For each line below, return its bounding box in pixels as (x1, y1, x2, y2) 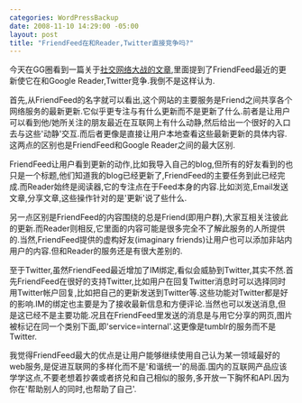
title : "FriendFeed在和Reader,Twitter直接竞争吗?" (9, 38, 194, 48)
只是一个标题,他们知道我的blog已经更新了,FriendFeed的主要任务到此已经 (9, 170, 278, 181)
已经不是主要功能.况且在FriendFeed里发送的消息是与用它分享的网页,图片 (24, 310, 293, 321)
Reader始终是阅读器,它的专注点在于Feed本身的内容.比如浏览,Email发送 (27, 181, 289, 192)
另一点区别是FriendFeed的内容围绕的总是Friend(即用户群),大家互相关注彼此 (9, 212, 288, 223)
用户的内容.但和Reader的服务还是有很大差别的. (9, 245, 183, 257)
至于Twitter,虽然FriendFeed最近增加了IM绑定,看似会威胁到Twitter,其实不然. (9, 265, 286, 276)
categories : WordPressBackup (9, 13, 119, 23)
